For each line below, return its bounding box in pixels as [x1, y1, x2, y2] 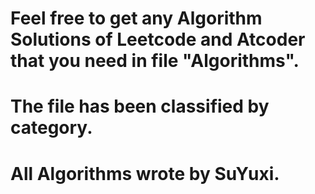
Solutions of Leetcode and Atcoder [10, 28, 306, 51]
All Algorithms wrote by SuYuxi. [10, 162, 280, 185]
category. [10, 117, 93, 139]
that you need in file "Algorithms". [10, 50, 300, 72]
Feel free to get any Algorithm [10, 7, 263, 30]
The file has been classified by [10, 95, 270, 118]
